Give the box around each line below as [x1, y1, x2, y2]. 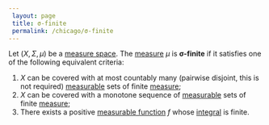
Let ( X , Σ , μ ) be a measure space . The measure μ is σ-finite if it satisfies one [8, 49, 262, 59]
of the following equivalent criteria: [8, 57, 124, 67]
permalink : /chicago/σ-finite [11, 27, 114, 35]
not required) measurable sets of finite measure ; [19, 81, 182, 91]
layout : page [11, 11, 57, 20]
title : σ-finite [11, 19, 67, 27]
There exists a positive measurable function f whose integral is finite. [19, 107, 250, 117]
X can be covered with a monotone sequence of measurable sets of [19, 90, 246, 100]
